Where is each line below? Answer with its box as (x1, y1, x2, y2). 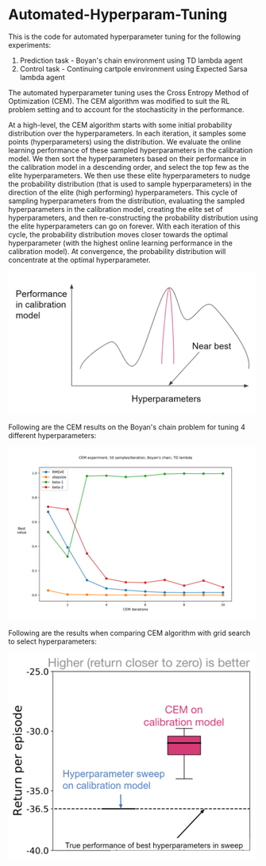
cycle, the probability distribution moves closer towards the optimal (8, 229, 229, 239)
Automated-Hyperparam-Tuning (8, 6, 228, 24)
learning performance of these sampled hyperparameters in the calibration (8, 145, 253, 155)
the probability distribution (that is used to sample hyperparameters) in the (8, 179, 253, 188)
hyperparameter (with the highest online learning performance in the (8, 238, 233, 248)
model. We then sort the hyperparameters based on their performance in (8, 153, 247, 164)
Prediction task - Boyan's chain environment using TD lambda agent (19, 56, 244, 65)
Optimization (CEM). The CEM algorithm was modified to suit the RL (8, 96, 230, 106)
